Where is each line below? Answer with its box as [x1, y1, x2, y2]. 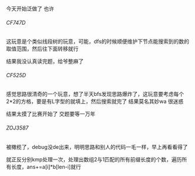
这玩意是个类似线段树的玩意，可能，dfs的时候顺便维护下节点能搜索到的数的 [6, 38, 190, 45]
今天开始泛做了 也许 [6, 5, 54, 12]
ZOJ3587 [6, 124, 29, 131]
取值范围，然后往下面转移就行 [6, 45, 78, 52]
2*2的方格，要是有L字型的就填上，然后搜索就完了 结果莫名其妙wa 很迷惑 [6, 98, 184, 105]
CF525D [6, 71, 27, 78]
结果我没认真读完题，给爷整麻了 [6, 58, 84, 65]
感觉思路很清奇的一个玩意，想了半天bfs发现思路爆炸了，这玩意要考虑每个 [6, 91, 184, 98]
